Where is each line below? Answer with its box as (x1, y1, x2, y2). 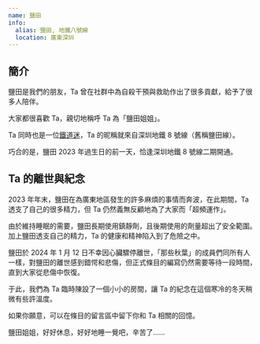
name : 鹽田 (8, 11, 42, 20)
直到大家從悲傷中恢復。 (8, 267, 84, 276)
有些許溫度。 (14, 294, 57, 303)
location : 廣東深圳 (15, 33, 75, 42)
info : (8, 19, 26, 27)
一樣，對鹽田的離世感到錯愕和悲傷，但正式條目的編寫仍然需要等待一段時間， (8, 257, 257, 267)
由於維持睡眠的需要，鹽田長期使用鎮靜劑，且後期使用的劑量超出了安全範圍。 (8, 221, 257, 231)
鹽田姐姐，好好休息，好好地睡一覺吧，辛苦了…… (8, 327, 165, 337)
